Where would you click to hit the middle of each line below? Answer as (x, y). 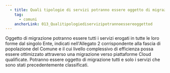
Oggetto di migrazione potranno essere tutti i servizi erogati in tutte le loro (82, 38)
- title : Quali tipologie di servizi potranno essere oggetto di (80, 10)
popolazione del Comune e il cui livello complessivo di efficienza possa (79, 49)
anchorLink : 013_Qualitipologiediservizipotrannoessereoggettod (83, 24)
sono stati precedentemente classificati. (47, 65)
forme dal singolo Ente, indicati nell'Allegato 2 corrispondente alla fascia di (83, 44)
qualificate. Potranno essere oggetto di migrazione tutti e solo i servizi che (83, 60)
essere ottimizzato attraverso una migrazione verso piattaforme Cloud (78, 54)
